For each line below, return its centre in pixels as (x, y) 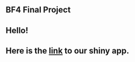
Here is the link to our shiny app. (67, 51)
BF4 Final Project (38, 10)
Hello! (17, 30)
